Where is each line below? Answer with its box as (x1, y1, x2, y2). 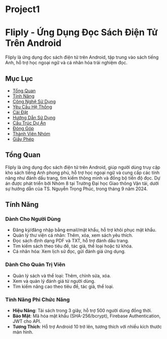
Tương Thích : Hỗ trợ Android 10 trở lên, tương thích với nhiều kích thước (12, 324, 162, 330)
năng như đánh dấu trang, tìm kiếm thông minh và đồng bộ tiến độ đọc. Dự (5, 175, 160, 181)
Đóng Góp (12, 125, 34, 131)
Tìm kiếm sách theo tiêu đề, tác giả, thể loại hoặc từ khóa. (12, 243, 133, 249)
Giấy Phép (12, 136, 34, 142)
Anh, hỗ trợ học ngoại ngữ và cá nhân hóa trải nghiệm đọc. (5, 60, 128, 66)
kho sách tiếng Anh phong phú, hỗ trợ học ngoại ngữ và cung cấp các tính (5, 169, 160, 176)
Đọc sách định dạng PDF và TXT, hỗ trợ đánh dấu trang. (12, 238, 130, 244)
